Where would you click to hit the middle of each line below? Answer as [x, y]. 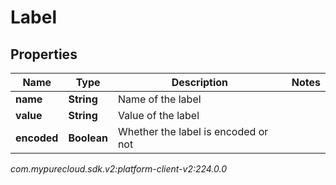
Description [200, 82]
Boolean [88, 138]
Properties [44, 54]
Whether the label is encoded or [193, 131]
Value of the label [158, 115]
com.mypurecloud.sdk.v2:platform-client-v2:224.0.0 [119, 169]
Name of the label [159, 99]
